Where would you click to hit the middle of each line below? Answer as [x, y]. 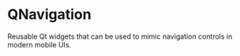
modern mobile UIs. [39, 44]
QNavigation [49, 15]
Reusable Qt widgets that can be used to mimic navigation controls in [120, 36]
